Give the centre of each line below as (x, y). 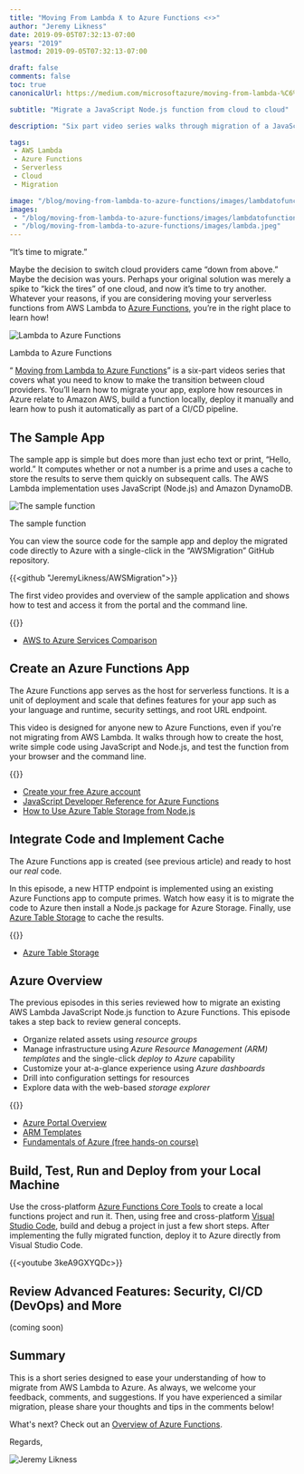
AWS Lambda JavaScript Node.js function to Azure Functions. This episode (150, 1012)
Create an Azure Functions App (100, 669)
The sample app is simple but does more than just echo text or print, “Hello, (150, 459)
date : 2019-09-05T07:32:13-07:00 (72, 34)
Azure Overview (56, 981)
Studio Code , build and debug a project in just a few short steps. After (139, 1226)
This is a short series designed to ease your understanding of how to (138, 1377)
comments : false (40, 77)
